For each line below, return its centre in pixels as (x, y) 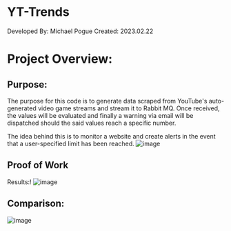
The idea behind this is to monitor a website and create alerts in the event (111, 136)
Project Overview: (60, 59)
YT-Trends (39, 12)
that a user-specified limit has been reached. (71, 143)
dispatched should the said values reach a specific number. (92, 123)
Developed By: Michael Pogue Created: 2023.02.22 (80, 31)
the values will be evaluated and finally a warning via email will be (100, 115)
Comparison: (36, 204)
